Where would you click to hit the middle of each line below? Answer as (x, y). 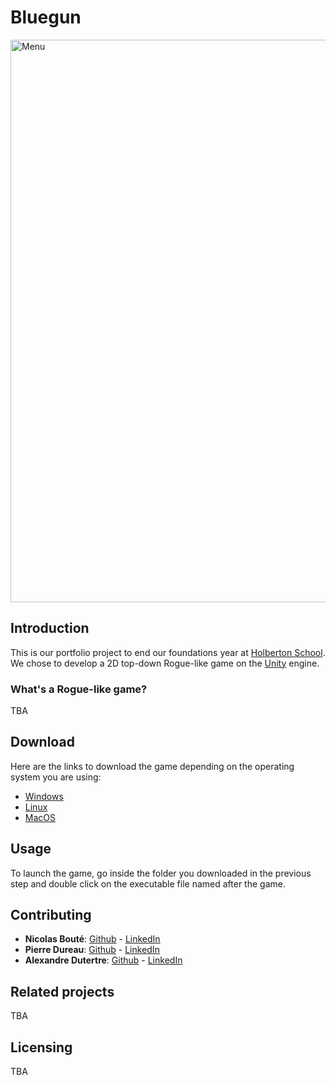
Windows (44, 796)
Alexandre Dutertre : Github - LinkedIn (103, 960)
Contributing (51, 915)
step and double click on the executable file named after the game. (148, 883)
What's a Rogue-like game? (79, 689)
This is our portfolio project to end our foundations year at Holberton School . (168, 652)
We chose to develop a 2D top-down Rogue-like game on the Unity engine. (165, 663)
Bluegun (46, 17)
